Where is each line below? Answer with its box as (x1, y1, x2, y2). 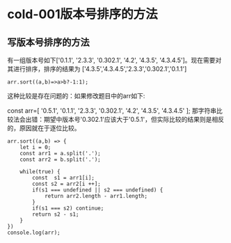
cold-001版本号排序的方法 (7, 6, 158, 22)
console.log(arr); (7, 229, 61, 236)
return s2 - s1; (32, 211, 79, 218)
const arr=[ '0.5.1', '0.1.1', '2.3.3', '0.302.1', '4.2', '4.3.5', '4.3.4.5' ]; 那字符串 (7, 107, 217, 115)
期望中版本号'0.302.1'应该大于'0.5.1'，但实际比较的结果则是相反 (43, 116, 225, 123)
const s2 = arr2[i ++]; (32, 180, 101, 187)
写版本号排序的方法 (7, 36, 90, 48)
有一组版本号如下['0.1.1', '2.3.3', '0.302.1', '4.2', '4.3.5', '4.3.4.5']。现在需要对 (7, 56, 222, 64)
